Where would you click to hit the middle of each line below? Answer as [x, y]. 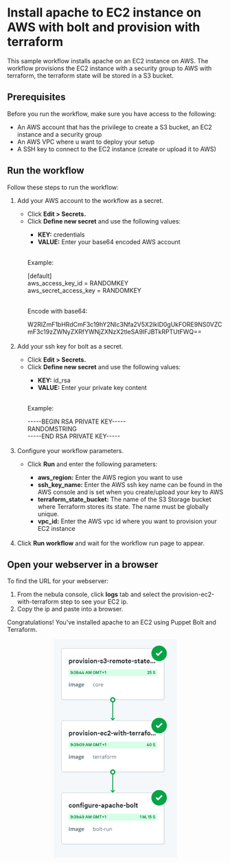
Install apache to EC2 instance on [104, 13]
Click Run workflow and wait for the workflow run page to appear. [111, 543]
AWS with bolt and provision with [104, 27]
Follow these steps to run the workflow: [63, 187]
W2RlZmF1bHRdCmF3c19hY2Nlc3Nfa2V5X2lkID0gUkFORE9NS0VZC [125, 324]
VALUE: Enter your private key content [92, 387]
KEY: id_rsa [54, 380]
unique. [48, 514]
